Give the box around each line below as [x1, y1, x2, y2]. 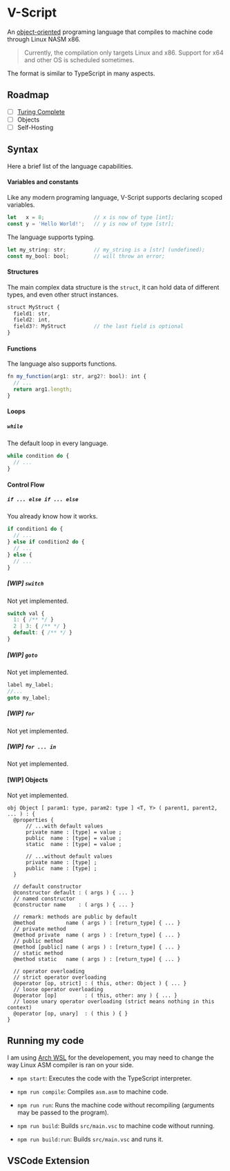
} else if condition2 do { [7, 538, 85, 545]
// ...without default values [25, 852, 113, 860]
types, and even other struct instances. [7, 290, 119, 299]
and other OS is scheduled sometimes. [23, 55, 135, 64]
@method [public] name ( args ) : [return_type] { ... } [13, 944, 181, 950]
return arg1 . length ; [13, 386, 73, 393]
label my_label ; [7, 681, 54, 688]
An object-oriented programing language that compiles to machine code [7, 28, 213, 36]
